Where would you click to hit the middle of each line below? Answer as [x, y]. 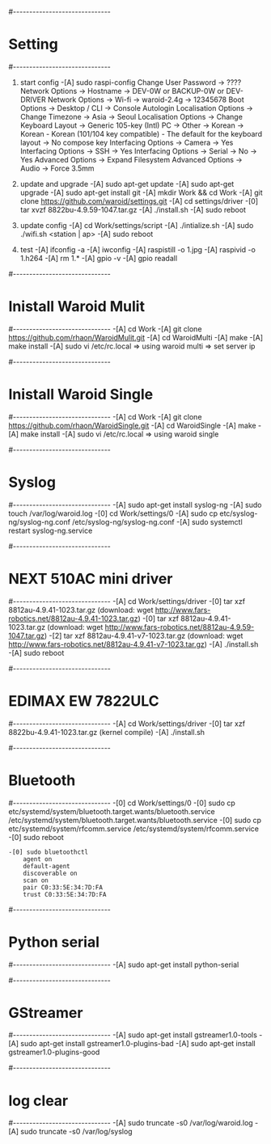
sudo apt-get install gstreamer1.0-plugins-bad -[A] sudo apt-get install [138, 1044]
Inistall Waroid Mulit [77, 307]
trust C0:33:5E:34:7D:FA [65, 894]
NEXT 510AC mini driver [91, 578]
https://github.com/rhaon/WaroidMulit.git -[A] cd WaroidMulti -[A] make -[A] [136, 337]
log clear [38, 1101]
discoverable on [51, 873]
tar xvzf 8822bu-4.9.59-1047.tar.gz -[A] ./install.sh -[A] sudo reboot [133, 209]
